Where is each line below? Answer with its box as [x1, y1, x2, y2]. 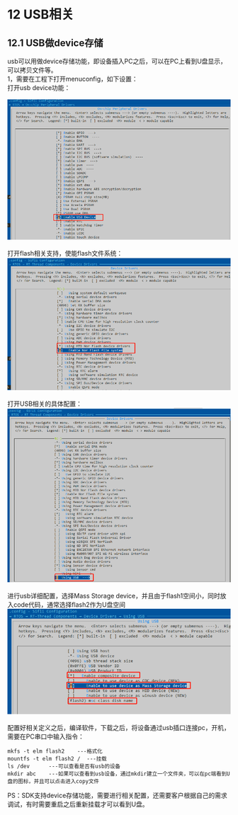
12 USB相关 [7, 6, 74, 23]
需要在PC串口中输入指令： [7, 732, 85, 741]
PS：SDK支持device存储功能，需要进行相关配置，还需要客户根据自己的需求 [7, 791, 228, 800]
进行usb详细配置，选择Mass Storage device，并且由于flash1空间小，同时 [7, 592, 221, 600]
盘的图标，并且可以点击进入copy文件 [7, 778, 99, 785]
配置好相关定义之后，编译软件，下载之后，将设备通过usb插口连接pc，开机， [7, 724, 230, 732]
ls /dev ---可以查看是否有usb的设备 [7, 763, 120, 770]
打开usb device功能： [7, 84, 71, 92]
